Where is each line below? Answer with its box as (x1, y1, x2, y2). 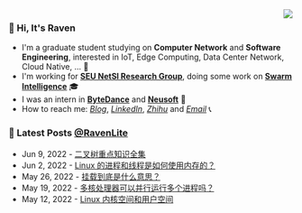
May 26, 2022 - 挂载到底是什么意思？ (21, 171, 161, 181)
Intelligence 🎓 (21, 81, 79, 92)
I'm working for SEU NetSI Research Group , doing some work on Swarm (21, 71, 292, 82)
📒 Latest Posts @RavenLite (8, 126, 128, 139)
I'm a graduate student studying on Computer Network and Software (21, 42, 281, 53)
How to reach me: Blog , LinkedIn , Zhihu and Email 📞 (21, 104, 213, 115)
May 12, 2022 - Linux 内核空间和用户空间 (21, 193, 174, 204)
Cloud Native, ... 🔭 (21, 61, 89, 72)
